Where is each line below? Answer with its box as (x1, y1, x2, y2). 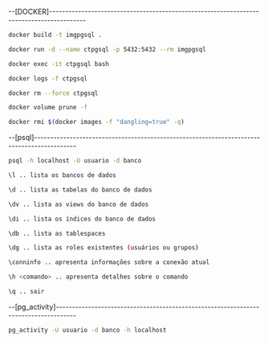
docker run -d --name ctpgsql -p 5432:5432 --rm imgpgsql (8, 45, 206, 53)
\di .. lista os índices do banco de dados (8, 215, 156, 223)
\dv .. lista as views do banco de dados (8, 200, 149, 208)
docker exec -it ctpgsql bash (8, 60, 110, 68)
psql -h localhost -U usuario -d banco (8, 157, 142, 165)
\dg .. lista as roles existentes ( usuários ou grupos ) (8, 244, 199, 252)
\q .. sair (8, 287, 45, 295)
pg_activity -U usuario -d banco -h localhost (8, 326, 167, 334)
